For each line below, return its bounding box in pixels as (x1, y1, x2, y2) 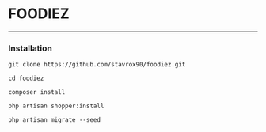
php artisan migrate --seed (8, 116, 101, 124)
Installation (8, 43, 53, 54)
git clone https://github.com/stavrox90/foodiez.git (8, 61, 186, 69)
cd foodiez (8, 74, 44, 83)
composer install (8, 89, 66, 96)
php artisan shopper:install (8, 102, 104, 111)
